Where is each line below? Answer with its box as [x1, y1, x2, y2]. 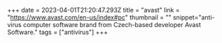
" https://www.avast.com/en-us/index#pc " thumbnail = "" [7, 13, 172, 21]
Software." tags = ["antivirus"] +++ [7, 28, 109, 36]
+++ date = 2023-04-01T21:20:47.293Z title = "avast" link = [7, 6, 180, 14]
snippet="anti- [172, 13, 215, 21]
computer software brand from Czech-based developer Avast [23, 21, 202, 28]
